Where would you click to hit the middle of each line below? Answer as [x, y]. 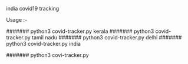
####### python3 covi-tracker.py [48, 55]
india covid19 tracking [33, 9]
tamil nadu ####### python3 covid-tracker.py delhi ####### [107, 37]
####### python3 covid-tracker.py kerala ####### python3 [80, 31]
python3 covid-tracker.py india [44, 44]
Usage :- [17, 20]
